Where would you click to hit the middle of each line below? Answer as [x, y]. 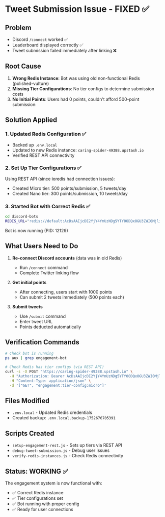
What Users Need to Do [42, 246]
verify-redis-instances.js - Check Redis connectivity [68, 456]
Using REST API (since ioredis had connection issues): [60, 179]
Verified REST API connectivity [43, 155]
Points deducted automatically [50, 327]
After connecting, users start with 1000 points [66, 292]
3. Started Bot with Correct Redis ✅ [48, 206]
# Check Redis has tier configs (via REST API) [55, 367]
